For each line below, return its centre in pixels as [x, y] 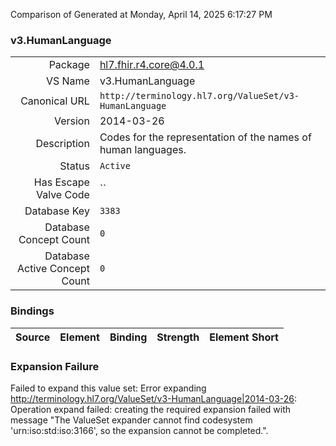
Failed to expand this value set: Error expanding [108, 388]
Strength [178, 337]
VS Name [67, 81]
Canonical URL [55, 101]
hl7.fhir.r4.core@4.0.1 [152, 65]
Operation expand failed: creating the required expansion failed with [151, 409]
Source [33, 337]
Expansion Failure [55, 366]
